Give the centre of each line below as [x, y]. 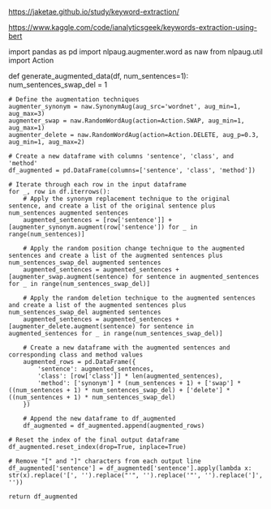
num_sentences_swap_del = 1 [58, 85]
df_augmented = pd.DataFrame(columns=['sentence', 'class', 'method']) [132, 170]
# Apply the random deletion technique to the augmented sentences [139, 298]
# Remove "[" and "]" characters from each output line [105, 461]
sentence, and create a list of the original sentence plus [112, 206]
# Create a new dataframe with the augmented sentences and [127, 348]
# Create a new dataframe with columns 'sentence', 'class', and [121, 156]
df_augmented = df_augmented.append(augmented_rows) [114, 426]
